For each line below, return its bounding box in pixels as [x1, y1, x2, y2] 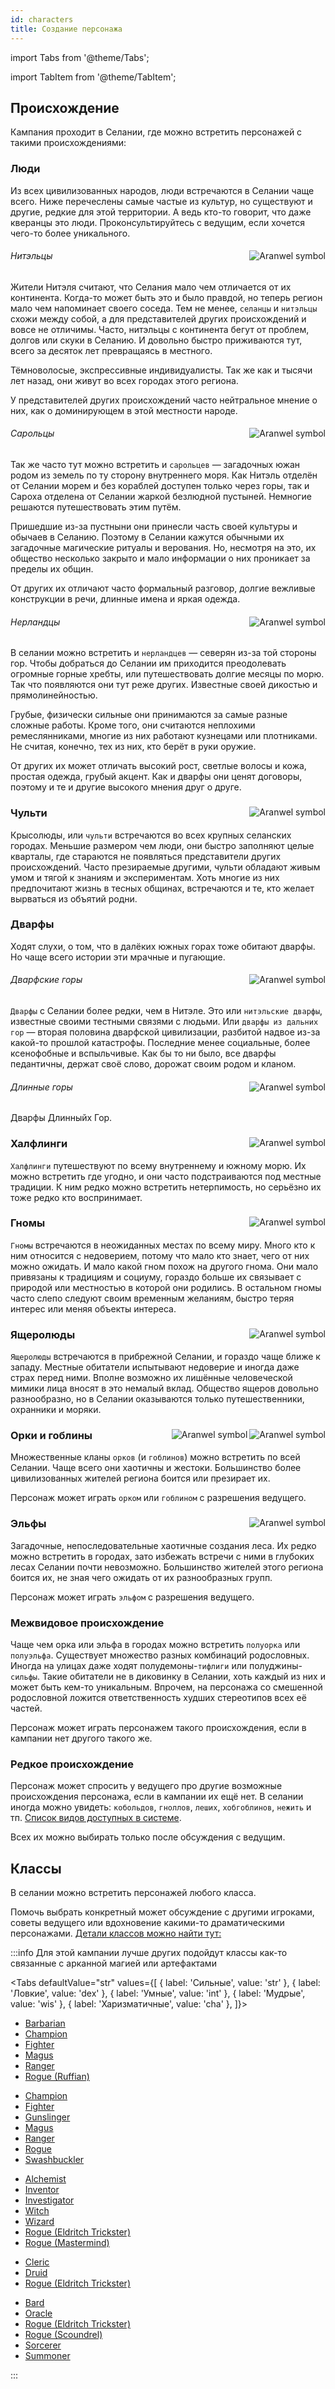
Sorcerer [24, 2339, 62, 2351]
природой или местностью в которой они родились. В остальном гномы [10, 1281, 322, 1293]
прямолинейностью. [10, 689, 98, 701]
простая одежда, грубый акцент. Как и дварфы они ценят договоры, [10, 771, 303, 783]
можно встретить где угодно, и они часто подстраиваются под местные [10, 1170, 322, 1182]
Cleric [24, 2256, 50, 2268]
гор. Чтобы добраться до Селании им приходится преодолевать [10, 657, 287, 670]
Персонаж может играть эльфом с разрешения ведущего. [10, 1591, 255, 1603]
